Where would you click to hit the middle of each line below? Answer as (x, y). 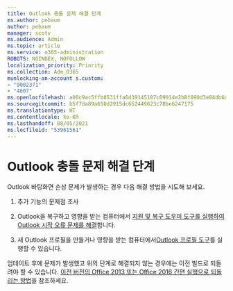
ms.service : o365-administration (55, 53)
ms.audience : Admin (35, 40)
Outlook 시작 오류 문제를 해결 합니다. (66, 225)
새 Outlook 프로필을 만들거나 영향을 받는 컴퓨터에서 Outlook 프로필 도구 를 (116, 240)
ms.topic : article (34, 46)
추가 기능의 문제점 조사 (48, 201)
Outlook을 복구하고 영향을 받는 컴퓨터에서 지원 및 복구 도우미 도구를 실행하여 (121, 217)
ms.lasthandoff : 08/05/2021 (48, 123)
